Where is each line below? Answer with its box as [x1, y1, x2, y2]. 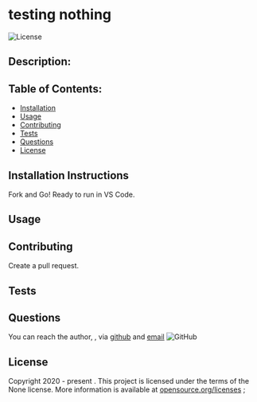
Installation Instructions [8, 169, 130, 182]
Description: [8, 55, 72, 68]
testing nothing [8, 6, 112, 24]
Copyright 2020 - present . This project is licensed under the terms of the [8, 377, 249, 386]
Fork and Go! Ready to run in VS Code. [8, 189, 135, 199]
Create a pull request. [8, 261, 80, 271]
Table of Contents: [8, 82, 103, 96]
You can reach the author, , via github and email [8, 332, 165, 342]
